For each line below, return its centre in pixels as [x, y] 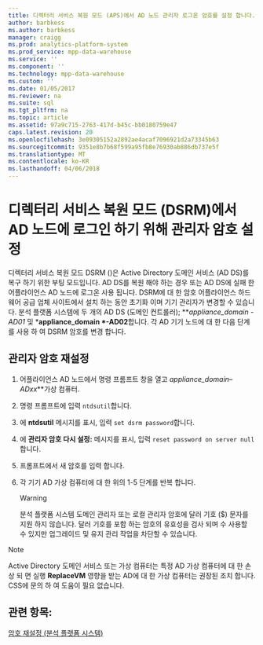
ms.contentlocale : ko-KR [49, 162]
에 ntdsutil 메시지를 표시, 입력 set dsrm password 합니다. [107, 422]
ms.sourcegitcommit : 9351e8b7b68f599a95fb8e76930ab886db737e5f [114, 147]
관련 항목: [30, 612]
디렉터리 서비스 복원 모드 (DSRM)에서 [122, 210]
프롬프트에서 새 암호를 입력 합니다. [72, 465]
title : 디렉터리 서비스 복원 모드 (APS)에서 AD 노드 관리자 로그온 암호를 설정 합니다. [132, 15]
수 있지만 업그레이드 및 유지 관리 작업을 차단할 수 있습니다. [108, 533]
